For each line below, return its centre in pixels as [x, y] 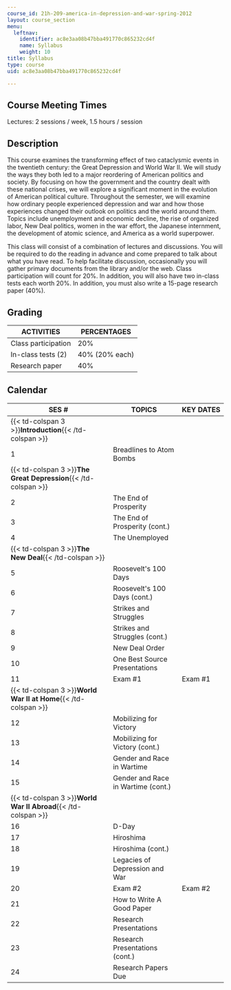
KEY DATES [201, 410]
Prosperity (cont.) [142, 526]
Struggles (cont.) [140, 636]
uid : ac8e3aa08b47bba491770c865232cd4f [64, 71]
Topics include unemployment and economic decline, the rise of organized [113, 219]
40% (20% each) [106, 354]
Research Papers [141, 967]
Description [33, 143]
